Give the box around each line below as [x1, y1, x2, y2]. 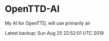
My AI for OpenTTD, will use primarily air [5, 20, 90, 26]
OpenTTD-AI [5, 3, 60, 15]
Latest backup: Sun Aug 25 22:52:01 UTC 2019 [5, 30, 104, 36]
